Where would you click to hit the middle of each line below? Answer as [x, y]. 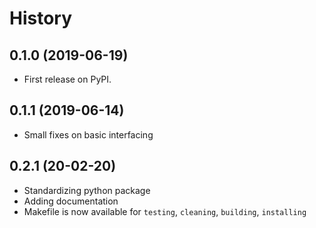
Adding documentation [71, 201]
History [41, 18]
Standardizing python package [87, 190]
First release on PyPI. [67, 79]
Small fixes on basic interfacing [88, 134]
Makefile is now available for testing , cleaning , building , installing [165, 211]
